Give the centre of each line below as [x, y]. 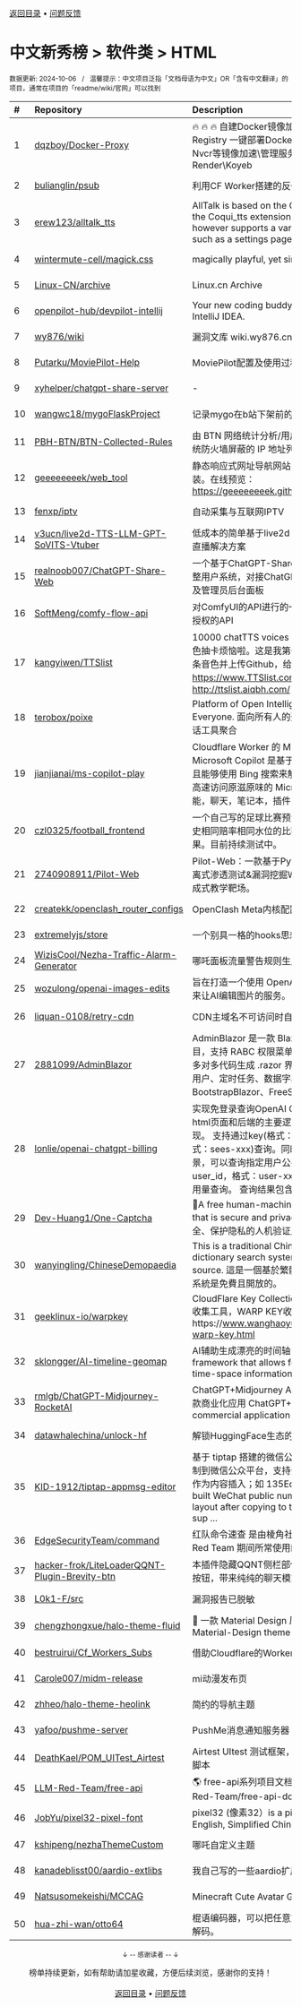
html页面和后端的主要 [237, 1122]
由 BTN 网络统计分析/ [236, 435]
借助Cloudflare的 [228, 1653]
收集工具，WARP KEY [238, 1311]
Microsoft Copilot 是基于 [243, 760]
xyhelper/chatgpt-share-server [101, 388]
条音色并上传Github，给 [242, 664]
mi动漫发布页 [220, 1678]
